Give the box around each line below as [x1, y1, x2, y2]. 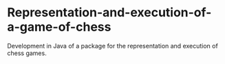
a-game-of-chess [7, 19, 111, 35]
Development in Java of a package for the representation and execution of [7, 42, 218, 50]
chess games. [7, 49, 47, 57]
